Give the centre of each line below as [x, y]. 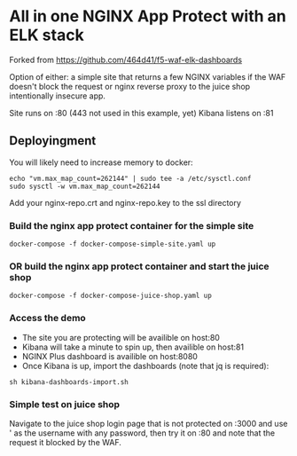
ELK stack [47, 35]
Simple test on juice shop [65, 404]
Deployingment [53, 141]
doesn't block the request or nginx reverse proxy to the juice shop [130, 86]
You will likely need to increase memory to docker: [101, 162]
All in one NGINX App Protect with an [148, 16]
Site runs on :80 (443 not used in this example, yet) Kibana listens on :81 [141, 113]
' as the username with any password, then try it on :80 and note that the [142, 433]
